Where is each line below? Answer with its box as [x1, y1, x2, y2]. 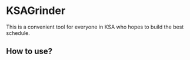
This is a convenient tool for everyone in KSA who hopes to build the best [6, 23, 184, 30]
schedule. [6, 29, 31, 36]
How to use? [6, 47, 53, 57]
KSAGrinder [6, 4, 66, 17]
